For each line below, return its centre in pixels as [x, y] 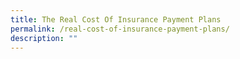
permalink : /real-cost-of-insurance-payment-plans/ [120, 29]
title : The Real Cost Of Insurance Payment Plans [116, 19]
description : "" [44, 38]
